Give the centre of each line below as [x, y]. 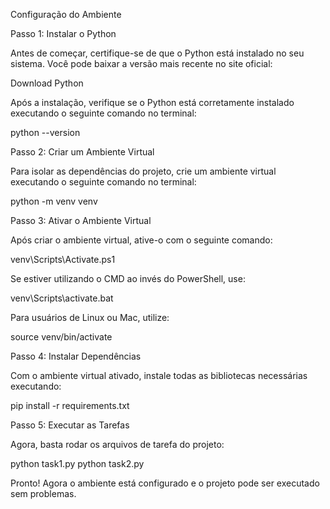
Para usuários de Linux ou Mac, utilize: [90, 317]
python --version [45, 132]
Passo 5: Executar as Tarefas [70, 425]
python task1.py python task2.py [77, 463]
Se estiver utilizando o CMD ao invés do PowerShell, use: [128, 278]
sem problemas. [43, 493]
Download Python [47, 83]
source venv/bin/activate [61, 337]
